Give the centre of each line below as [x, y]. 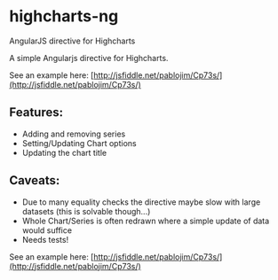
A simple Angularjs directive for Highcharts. [89, 58]
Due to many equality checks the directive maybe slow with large [141, 202]
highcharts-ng [64, 16]
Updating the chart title [64, 152]
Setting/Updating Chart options [79, 143]
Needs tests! [45, 239]
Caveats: [35, 180]
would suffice [47, 230]
